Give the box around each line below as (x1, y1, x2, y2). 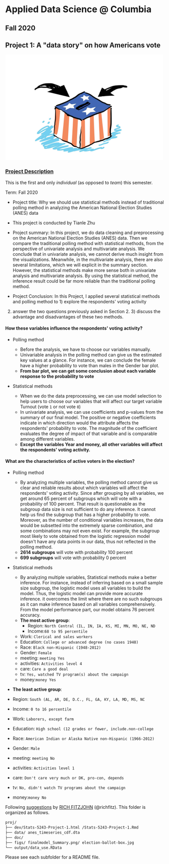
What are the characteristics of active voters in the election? (5, 458, 135, 464)
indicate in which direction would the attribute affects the (20, 419, 139, 426)
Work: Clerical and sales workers (20, 634, 93, 640)
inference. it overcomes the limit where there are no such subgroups (20, 596, 162, 602)
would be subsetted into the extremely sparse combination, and (20, 523, 153, 529)
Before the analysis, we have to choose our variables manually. (20, 346, 151, 352)
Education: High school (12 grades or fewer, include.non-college (12, 726, 154, 732)
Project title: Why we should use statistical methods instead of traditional (12, 199, 164, 205)
